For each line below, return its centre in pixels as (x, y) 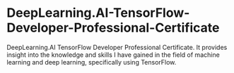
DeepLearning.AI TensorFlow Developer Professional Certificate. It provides (117, 47)
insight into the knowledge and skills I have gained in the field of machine (113, 55)
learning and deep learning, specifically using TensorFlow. (92, 62)
